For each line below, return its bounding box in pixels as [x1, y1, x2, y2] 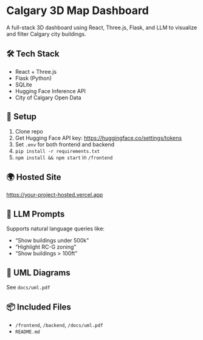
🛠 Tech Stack [6, 49, 60, 59]
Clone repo [15, 127, 44, 135]
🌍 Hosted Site [6, 172, 62, 182]
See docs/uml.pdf [6, 284, 50, 291]
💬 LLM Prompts [6, 208, 65, 219]
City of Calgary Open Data [15, 94, 81, 101]
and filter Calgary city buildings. [6, 30, 86, 37]
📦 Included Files [6, 302, 72, 313]
